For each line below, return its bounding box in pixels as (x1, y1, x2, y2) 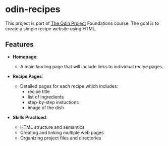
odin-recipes (5, 4, 61, 15)
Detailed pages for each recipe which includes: (20, 83, 119, 89)
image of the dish (27, 105, 64, 111)
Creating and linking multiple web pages (20, 129, 104, 135)
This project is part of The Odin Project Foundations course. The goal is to (5, 20, 159, 26)
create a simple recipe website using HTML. (5, 25, 97, 31)
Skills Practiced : (12, 114, 47, 120)
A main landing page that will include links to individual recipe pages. (20, 63, 164, 69)
